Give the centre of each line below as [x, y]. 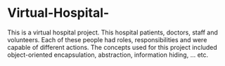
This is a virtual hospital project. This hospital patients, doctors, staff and [112, 32]
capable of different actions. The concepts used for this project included [112, 47]
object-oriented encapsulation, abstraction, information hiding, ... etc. [108, 55]
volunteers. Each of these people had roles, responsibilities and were [107, 39]
